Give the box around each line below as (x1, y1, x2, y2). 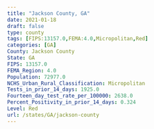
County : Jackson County (7, 48, 75, 55)
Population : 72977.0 (7, 73, 66, 81)
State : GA (7, 55, 36, 61)
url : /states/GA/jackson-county (7, 111, 99, 118)
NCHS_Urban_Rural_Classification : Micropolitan (7, 80, 146, 87)
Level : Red (7, 105, 38, 112)
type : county (7, 29, 44, 36)
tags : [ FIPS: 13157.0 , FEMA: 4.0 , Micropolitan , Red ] (7, 35, 149, 42)
